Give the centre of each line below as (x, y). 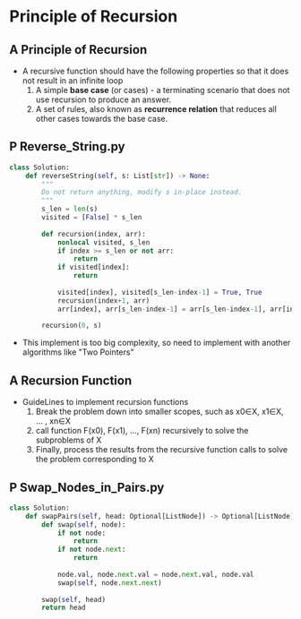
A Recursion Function (71, 380)
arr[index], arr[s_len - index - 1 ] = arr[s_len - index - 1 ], (162, 309)
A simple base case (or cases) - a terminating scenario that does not (163, 90)
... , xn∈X (53, 421)
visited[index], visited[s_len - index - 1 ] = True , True (159, 292)
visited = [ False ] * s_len (92, 218)
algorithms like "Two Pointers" (78, 352)
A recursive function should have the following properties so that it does (155, 71)
